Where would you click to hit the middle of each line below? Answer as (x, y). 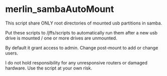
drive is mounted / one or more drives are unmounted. (61, 38)
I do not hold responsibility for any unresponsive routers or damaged (76, 62)
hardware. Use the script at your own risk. (49, 68)
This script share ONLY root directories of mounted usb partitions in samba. (84, 23)
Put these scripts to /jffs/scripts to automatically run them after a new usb (81, 32)
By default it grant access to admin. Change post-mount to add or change (82, 47)
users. (12, 53)
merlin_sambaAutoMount (60, 9)
